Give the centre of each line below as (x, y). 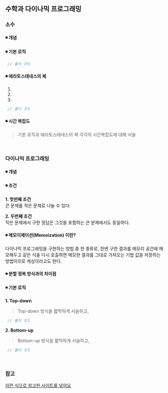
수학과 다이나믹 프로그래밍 (43, 9)
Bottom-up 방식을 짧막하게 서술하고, (53, 340)
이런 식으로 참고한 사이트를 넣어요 (38, 385)
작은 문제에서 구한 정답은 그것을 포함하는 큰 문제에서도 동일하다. (68, 222)
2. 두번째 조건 (19, 216)
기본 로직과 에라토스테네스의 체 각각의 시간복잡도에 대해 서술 (77, 135)
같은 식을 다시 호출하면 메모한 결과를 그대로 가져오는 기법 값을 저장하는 (92, 255)
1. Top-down (18, 301)
